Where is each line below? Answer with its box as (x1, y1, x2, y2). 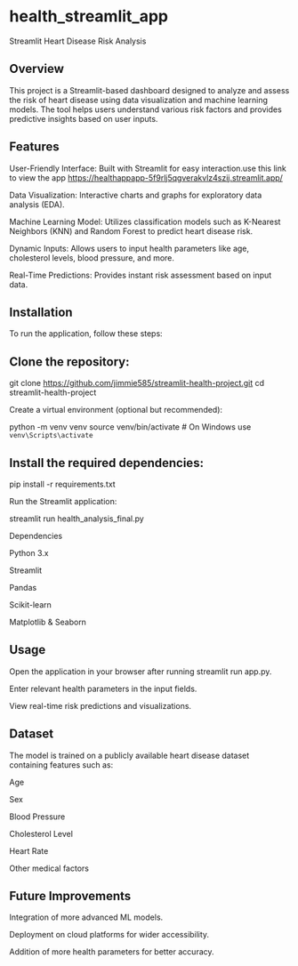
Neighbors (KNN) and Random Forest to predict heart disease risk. (9, 225, 254, 237)
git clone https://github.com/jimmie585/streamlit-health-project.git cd (9, 378, 265, 389)
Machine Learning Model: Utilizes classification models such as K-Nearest (9, 216, 281, 227)
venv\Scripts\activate (9, 431, 93, 440)
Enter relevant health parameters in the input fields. (9, 683, 197, 694)
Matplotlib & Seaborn (9, 616, 87, 627)
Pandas (9, 583, 37, 592)
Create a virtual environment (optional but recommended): (9, 405, 223, 415)
